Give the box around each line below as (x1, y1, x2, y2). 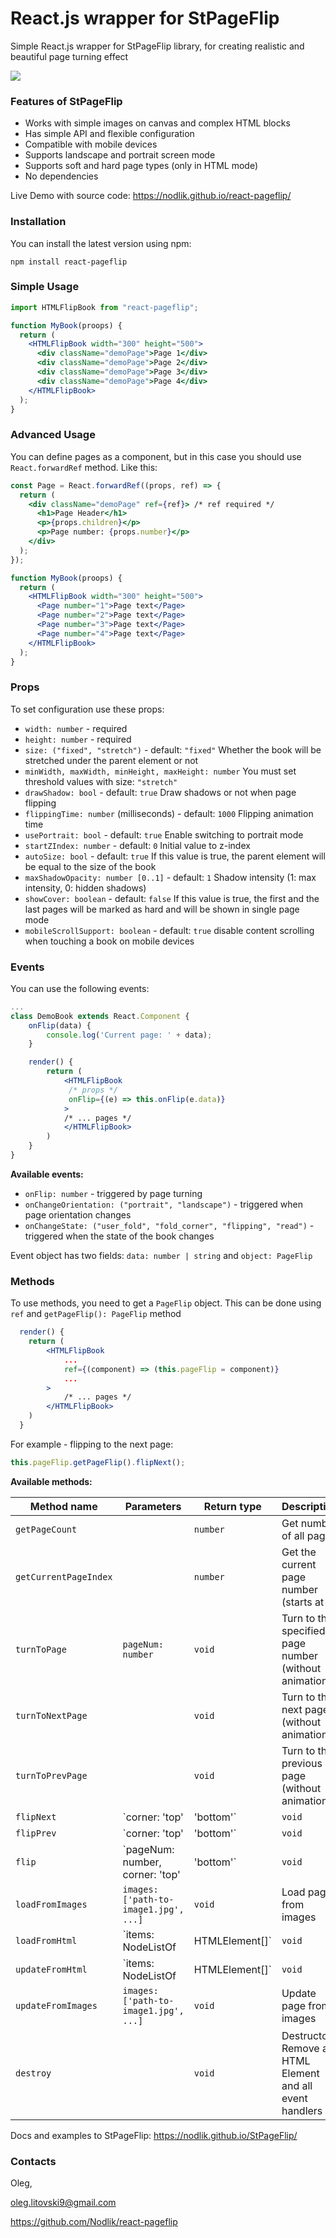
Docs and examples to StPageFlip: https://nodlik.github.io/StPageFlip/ (10, 2129, 298, 2141)
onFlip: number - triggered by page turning (24, 1187, 203, 1199)
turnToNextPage (15, 1710, 88, 1721)
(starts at (281, 1595, 325, 1609)
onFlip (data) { (28, 1020, 92, 1031)
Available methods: (10, 1475, 93, 1487)
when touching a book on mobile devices (24, 935, 195, 947)
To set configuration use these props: (10, 703, 165, 715)
